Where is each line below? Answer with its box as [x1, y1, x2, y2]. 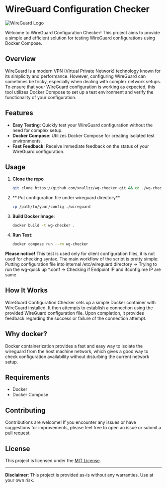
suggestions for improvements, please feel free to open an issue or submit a [5, 425, 162, 431]
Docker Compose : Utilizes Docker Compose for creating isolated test [12, 132, 155, 138]
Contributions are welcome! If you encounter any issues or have [5, 419, 136, 425]
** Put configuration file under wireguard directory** [12, 195, 120, 201]
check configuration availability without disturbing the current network [5, 354, 150, 360]
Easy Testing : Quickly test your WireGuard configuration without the [12, 122, 153, 128]
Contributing [5, 406, 46, 414]
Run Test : [12, 232, 33, 238]
